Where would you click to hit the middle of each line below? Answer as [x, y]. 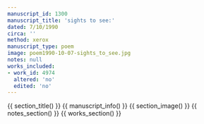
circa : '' [22, 33]
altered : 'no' [34, 79]
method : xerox [28, 40]
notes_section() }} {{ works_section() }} [64, 113]
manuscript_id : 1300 [38, 14]
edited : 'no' [33, 86]
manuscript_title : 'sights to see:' [61, 20]
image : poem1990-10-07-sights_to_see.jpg [69, 54]
